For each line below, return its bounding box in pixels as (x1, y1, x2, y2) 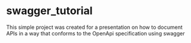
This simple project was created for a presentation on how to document (6, 24, 183, 31)
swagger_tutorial (6, 4, 93, 18)
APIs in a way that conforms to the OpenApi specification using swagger (6, 29, 185, 37)
